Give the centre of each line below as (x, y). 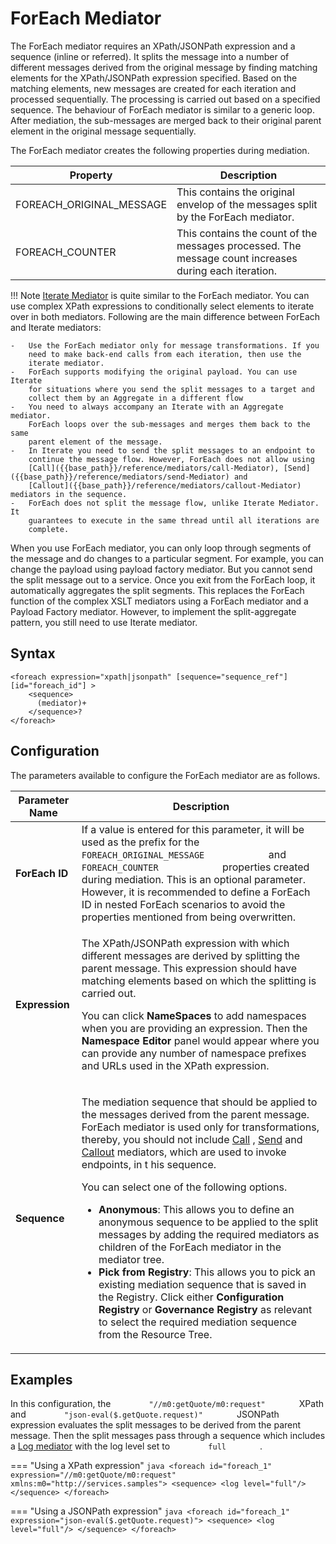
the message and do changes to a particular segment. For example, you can (167, 558)
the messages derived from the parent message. (195, 1114)
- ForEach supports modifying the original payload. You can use (154, 372)
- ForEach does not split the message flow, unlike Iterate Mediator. (165, 503)
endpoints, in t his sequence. (149, 1164)
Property (91, 175)
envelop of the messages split (247, 204)
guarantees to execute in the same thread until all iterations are (174, 520)
